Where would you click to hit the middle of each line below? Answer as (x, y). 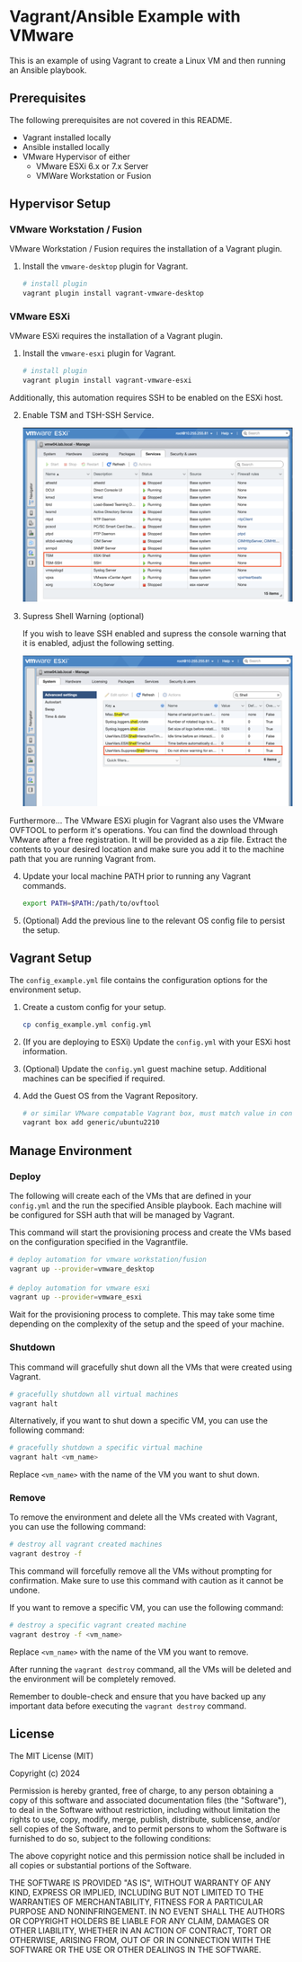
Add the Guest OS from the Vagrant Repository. (110, 1096)
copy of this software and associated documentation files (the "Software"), (148, 1800)
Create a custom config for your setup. (94, 1007)
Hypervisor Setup (60, 204)
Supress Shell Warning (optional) (83, 616)
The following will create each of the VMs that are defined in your (130, 1195)
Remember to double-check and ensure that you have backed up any (138, 1696)
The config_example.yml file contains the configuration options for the (138, 980)
